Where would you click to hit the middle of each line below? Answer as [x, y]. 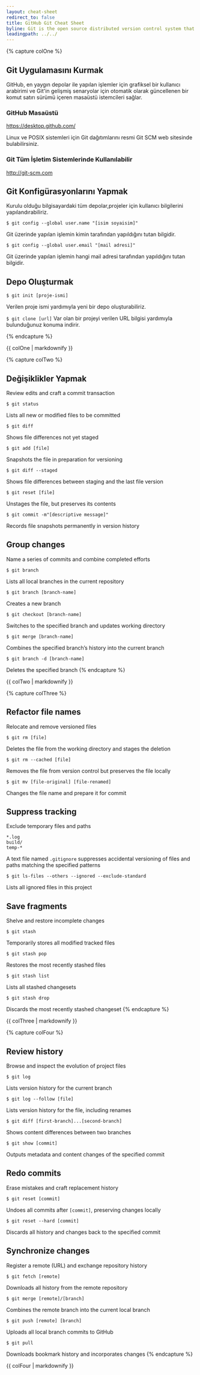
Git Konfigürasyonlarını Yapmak [67, 191]
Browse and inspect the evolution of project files [66, 1066]
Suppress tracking [41, 811]
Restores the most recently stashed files [56, 965]
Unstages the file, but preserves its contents [61, 503]
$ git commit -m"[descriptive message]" [58, 515]
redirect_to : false [31, 17]
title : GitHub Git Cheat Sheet [45, 23]
